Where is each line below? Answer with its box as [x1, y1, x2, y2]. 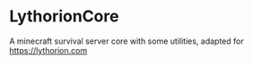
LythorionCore [9, 6, 119, 27]
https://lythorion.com [9, 45, 88, 55]
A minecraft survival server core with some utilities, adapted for [9, 36, 244, 46]
